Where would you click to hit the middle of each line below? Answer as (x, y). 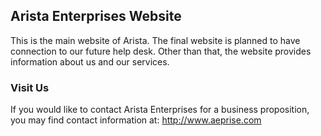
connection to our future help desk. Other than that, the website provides (161, 51)
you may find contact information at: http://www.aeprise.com (136, 120)
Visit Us (30, 87)
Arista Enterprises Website (96, 16)
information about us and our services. (90, 61)
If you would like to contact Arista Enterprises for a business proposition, (160, 110)
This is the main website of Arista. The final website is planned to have (155, 40)
